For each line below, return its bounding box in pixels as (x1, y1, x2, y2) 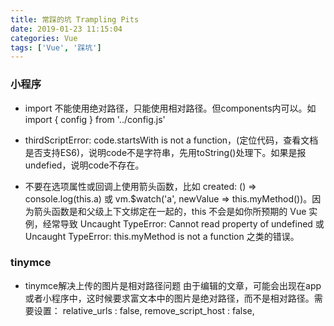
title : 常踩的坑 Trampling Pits (10, 14, 140, 25)
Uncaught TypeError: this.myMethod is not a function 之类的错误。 (24, 230, 300, 242)
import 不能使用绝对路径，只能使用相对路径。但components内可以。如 (24, 102, 317, 114)
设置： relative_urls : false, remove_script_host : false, (33, 304, 255, 316)
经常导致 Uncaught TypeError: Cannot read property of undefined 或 (42, 217, 325, 230)
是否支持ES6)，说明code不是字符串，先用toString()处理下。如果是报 (24, 146, 307, 158)
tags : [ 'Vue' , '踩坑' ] (10, 42, 102, 53)
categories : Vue (10, 33, 78, 43)
